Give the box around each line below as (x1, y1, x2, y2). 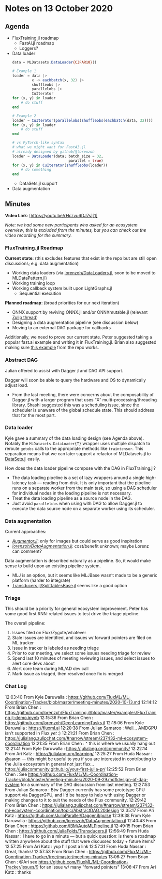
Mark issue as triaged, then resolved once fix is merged (12, 671, 123, 677)
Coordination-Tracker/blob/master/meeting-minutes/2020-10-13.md (5, 699, 141, 705)
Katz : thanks (5, 869, 31, 875)
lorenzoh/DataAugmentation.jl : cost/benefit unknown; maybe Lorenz (12, 543, 149, 549)
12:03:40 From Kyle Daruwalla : (5, 694, 67, 700)
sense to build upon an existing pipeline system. (5, 563, 101, 569)
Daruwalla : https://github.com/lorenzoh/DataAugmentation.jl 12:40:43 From (5, 817, 156, 823)
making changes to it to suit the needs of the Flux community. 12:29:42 (5, 797, 147, 803)
